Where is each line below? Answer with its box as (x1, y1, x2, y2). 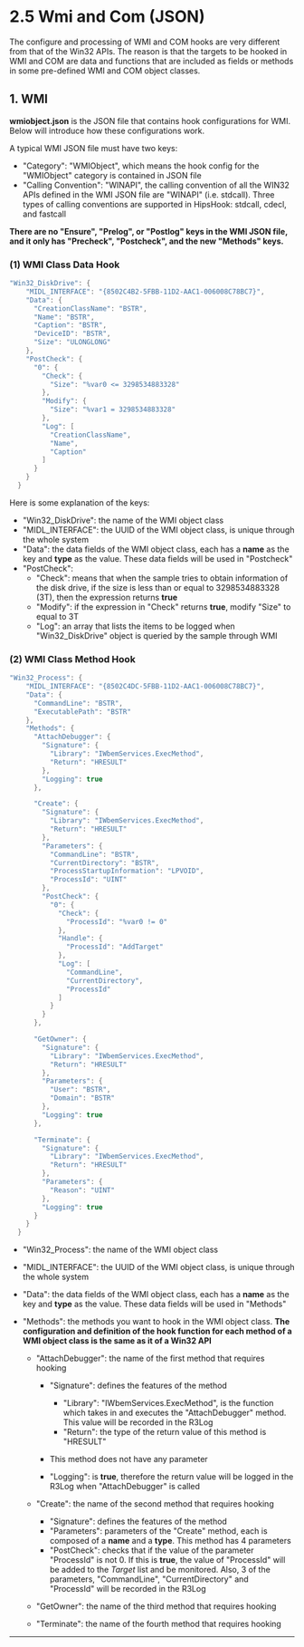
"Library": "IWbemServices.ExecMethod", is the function (62, 1398, 274, 1409)
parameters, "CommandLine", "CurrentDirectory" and (49, 1574, 249, 1584)
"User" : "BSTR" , (49, 1085, 111, 1094)
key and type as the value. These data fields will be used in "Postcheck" (22, 553, 293, 563)
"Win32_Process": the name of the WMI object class (22, 1244, 219, 1256)
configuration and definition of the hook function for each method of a (22, 1325, 292, 1337)
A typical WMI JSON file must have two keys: (9, 142, 178, 153)
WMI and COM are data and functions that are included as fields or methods (9, 55, 294, 66)
